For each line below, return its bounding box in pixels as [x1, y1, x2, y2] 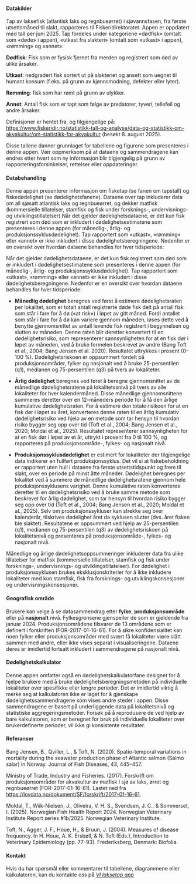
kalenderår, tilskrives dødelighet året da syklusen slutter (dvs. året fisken [14, 514, 190, 521]
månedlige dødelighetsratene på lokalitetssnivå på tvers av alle [14, 384, 167, 391]
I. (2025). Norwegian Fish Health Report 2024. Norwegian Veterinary [6, 808, 172, 816]
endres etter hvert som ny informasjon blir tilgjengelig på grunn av [6, 154, 166, 162]
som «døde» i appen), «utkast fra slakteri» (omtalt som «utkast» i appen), [6, 36, 183, 43]
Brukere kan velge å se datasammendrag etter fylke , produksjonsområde [6, 608, 185, 615]
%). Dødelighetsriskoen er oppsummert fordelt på [25, 354, 145, 361]
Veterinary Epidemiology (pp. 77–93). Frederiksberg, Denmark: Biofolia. [6, 839, 178, 846]
